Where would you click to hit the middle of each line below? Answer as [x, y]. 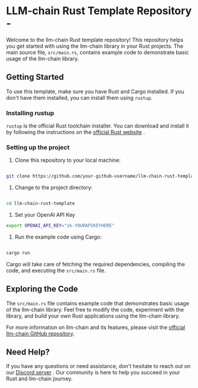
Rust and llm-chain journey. [39, 379]
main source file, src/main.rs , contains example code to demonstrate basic [98, 52]
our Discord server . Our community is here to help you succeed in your [93, 373]
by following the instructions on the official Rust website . [76, 132]
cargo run [18, 253]
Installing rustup [30, 113]
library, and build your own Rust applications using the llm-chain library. [93, 316]
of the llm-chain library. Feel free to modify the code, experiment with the [95, 309]
